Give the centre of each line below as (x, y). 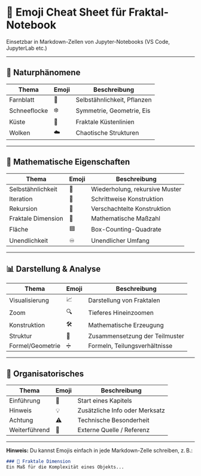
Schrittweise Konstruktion (127, 199)
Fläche (19, 230)
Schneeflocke (29, 111)
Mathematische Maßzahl (125, 218)
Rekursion (23, 209)
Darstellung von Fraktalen (124, 300)
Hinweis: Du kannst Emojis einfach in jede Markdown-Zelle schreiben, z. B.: (100, 451)
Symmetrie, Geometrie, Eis (113, 111)
